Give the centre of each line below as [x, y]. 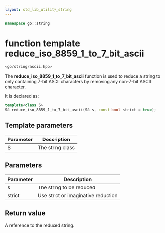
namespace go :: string [27, 23]
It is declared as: [22, 96]
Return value [25, 213]
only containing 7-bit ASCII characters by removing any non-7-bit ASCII [78, 82]
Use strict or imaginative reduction [78, 195]
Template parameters [39, 125]
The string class [56, 147]
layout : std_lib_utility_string [38, 10]
